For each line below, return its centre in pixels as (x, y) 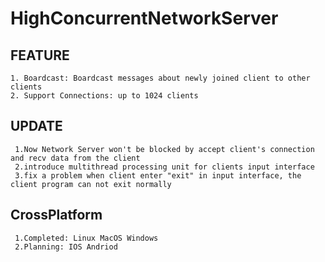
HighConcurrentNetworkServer (144, 18)
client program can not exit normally (91, 184)
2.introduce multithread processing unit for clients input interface (164, 167)
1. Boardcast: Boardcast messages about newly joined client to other (160, 78)
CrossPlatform (56, 215)
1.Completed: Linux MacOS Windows (86, 238)
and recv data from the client (75, 158)
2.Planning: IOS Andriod (66, 247)
